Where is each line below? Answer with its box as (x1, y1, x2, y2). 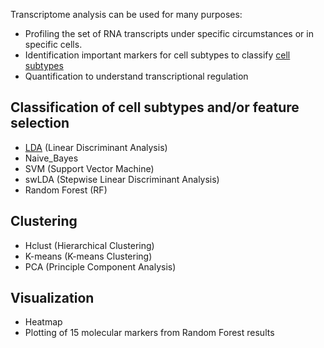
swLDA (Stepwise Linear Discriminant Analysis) (24, 173, 220, 185)
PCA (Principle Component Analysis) (24, 260, 177, 273)
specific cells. (24, 39, 83, 50)
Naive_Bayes (24, 152, 79, 164)
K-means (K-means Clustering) (24, 250, 153, 262)
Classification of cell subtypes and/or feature (10, 99, 300, 116)
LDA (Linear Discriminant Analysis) (24, 141, 168, 153)
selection (10, 115, 70, 132)
